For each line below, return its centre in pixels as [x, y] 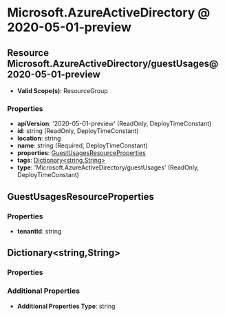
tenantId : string [39, 231]
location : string [39, 139]
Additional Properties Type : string [66, 306]
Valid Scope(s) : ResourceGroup [62, 91]
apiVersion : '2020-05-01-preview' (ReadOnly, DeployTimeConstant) [114, 124]
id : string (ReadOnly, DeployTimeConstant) [78, 131]
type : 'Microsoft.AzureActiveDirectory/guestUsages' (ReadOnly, [108, 167]
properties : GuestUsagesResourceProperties [81, 153]
